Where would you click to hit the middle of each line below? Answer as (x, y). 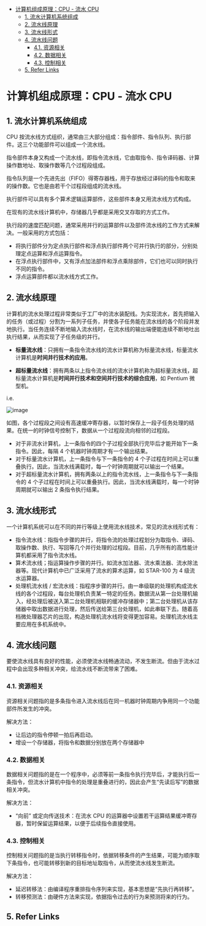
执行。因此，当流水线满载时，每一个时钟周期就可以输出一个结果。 (104, 466)
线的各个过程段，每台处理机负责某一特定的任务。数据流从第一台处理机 (104, 593)
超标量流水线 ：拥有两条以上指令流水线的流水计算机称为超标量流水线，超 (106, 370)
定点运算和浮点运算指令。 (53, 253)
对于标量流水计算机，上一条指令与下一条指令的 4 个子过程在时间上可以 (105, 459)
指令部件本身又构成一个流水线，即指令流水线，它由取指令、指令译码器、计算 (103, 158)
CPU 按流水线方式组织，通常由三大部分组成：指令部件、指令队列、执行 (96, 137)
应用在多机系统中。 (45, 624)
